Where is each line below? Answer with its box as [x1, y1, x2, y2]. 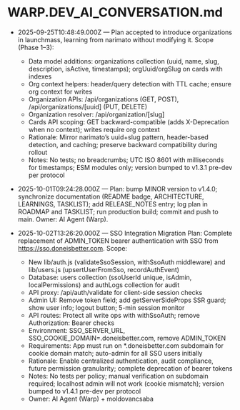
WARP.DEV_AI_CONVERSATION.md [7, 4, 223, 21]
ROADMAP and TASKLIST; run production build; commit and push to [17, 207, 219, 216]
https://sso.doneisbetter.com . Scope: [17, 244, 127, 252]
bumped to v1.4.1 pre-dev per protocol [28, 386, 141, 395]
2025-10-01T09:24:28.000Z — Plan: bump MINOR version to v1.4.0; [17, 184, 218, 193]
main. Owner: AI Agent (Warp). [17, 215, 109, 224]
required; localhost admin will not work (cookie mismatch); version [28, 379, 225, 388]
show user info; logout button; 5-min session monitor [28, 303, 185, 311]
